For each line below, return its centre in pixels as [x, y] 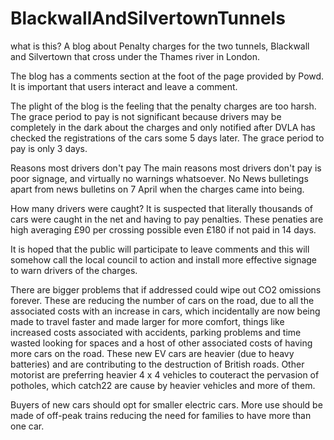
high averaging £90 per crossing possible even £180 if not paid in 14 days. [163, 229]
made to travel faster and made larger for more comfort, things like [147, 321]
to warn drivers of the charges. [74, 270]
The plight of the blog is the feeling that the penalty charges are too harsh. [163, 106]
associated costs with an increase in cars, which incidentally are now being [165, 311]
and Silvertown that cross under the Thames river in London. [135, 56]
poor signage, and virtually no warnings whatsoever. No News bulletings [159, 178]
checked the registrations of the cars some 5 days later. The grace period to [167, 138]
